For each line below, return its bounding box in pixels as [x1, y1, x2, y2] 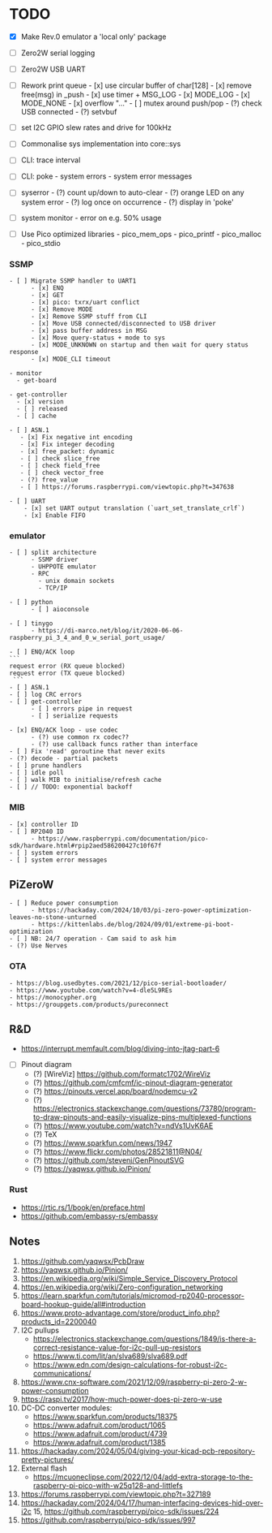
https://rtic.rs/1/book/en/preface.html [20, 1203, 146, 1212]
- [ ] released [16, 404, 68, 412]
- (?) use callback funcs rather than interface [30, 741, 198, 749]
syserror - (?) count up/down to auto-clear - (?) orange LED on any [20, 188, 245, 197]
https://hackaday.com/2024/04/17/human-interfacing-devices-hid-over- [20, 1497, 264, 1507]
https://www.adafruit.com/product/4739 [32, 1428, 168, 1438]
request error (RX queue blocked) [9, 663, 126, 671]
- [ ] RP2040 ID [9, 827, 64, 836]
